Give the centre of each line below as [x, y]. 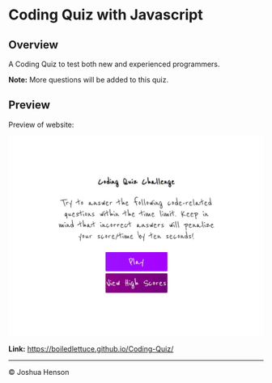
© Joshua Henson [39, 372]
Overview [34, 45]
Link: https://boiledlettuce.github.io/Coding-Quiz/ [91, 349]
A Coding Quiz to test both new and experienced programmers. [114, 64]
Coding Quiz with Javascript [106, 15]
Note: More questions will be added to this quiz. [89, 80]
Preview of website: [41, 124]
